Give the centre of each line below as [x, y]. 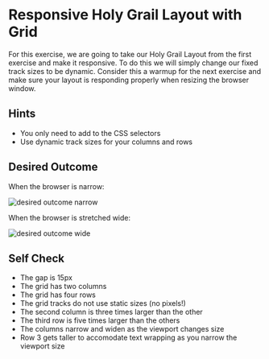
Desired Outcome [53, 167]
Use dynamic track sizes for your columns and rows [106, 142]
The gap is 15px [46, 278]
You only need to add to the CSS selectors [90, 133]
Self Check [36, 258]
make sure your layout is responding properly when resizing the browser [129, 80]
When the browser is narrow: [56, 186]
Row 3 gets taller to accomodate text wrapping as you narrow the [128, 338]
